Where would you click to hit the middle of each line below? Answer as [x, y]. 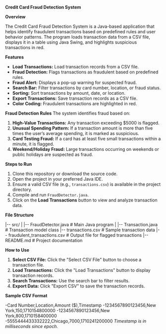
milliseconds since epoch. [32, 326]
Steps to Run [19, 164]
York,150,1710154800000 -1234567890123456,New [57, 310]
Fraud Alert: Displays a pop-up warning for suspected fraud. [75, 82]
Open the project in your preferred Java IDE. [57, 179]
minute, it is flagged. [33, 144]
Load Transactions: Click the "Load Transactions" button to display [81, 270]
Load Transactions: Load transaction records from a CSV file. [76, 67]
